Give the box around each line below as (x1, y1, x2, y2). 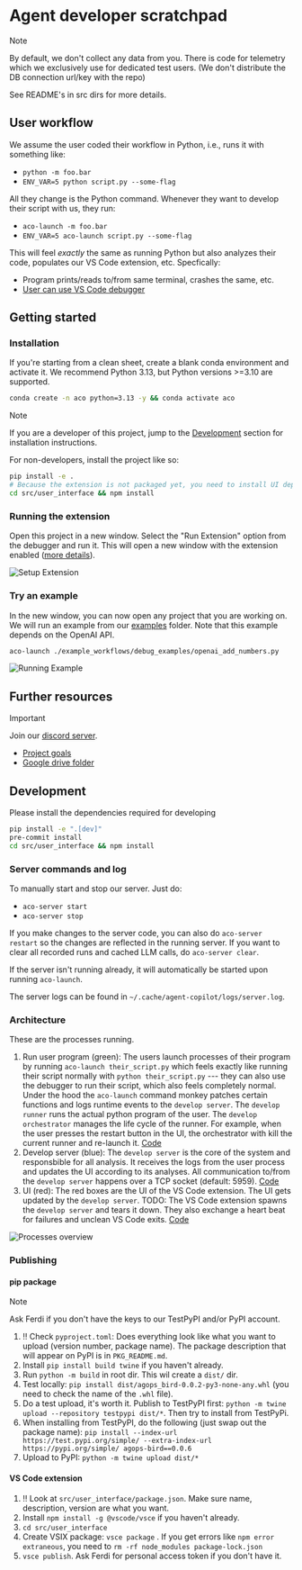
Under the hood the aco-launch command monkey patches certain (22, 1090, 268, 1101)
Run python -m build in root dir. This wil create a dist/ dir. (22, 1369, 238, 1380)
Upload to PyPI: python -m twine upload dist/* (22, 1452, 200, 1463)
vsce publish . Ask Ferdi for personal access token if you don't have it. (22, 1550, 282, 1561)
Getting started (9, 310, 97, 325)
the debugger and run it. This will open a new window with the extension (9, 540, 279, 551)
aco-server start (22, 902, 88, 911)
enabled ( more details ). (9, 550, 96, 561)
